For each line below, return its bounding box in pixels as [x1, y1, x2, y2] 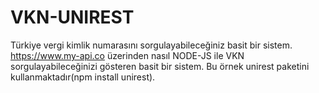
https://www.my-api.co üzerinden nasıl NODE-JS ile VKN [10, 49, 245, 61]
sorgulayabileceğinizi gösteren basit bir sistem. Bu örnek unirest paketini [10, 60, 310, 72]
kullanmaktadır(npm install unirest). [10, 71, 156, 83]
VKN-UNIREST [10, 6, 135, 29]
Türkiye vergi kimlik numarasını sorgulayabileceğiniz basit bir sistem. [10, 39, 293, 51]
